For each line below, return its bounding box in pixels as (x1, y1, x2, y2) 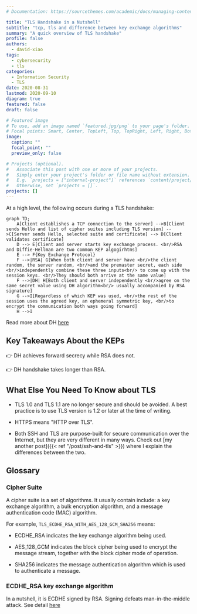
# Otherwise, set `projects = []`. (6, 183, 98, 189)
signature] (6, 288, 33, 294)
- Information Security (11, 74, 69, 80)
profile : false (6, 36, 43, 42)
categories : (6, 68, 35, 74)
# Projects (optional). (6, 161, 64, 167)
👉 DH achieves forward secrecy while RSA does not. (6, 351, 135, 359)
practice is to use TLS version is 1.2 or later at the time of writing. (14, 407, 172, 414)
